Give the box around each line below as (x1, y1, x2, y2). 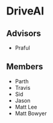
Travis (14, 84, 31, 91)
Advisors (6, 28, 41, 39)
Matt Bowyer (14, 110, 47, 117)
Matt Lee (14, 103, 37, 110)
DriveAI (6, 4, 45, 18)
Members (6, 61, 43, 72)
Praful (14, 44, 30, 51)
